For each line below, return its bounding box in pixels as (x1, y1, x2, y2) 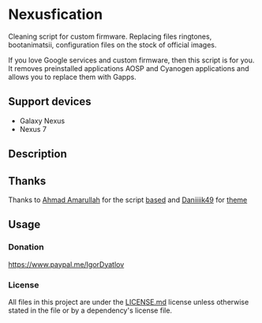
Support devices (8, 95, 92, 108)
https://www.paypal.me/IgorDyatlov (8, 259, 125, 269)
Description (8, 148, 67, 161)
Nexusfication (8, 6, 103, 24)
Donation (8, 242, 45, 253)
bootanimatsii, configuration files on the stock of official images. (8, 39, 217, 49)
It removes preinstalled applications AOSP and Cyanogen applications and (8, 63, 250, 73)
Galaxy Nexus (19, 116, 65, 126)
